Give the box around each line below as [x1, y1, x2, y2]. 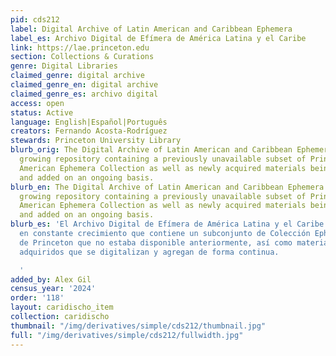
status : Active [10, 107, 74, 118]
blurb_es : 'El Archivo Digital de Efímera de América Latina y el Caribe [10, 219, 325, 230]
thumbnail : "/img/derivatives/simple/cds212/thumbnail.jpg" [10, 321, 267, 331]
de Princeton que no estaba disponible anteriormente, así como [19, 237, 293, 248]
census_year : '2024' [10, 284, 97, 294]
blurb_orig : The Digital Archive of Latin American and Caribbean [10, 145, 293, 155]
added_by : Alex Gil [10, 274, 92, 285]
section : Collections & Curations [10, 52, 155, 62]
